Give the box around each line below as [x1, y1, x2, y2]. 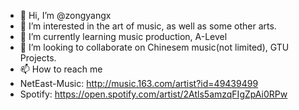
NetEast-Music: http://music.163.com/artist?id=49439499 [19, 78, 259, 89]
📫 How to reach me [19, 63, 103, 75]
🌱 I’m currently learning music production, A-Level [19, 31, 228, 42]
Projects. [19, 52, 57, 64]
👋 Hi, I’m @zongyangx [19, 10, 112, 21]
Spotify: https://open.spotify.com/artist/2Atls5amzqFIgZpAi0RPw [19, 88, 288, 100]
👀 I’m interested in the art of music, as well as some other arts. [19, 20, 277, 32]
